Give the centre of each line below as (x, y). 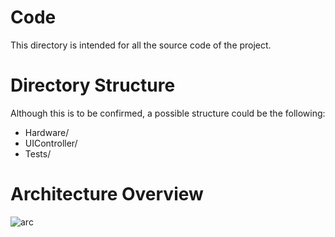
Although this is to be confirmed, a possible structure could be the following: (168, 113)
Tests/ (38, 153)
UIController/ (51, 143)
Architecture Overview (107, 194)
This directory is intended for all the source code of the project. (141, 45)
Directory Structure (93, 85)
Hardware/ (47, 132)
